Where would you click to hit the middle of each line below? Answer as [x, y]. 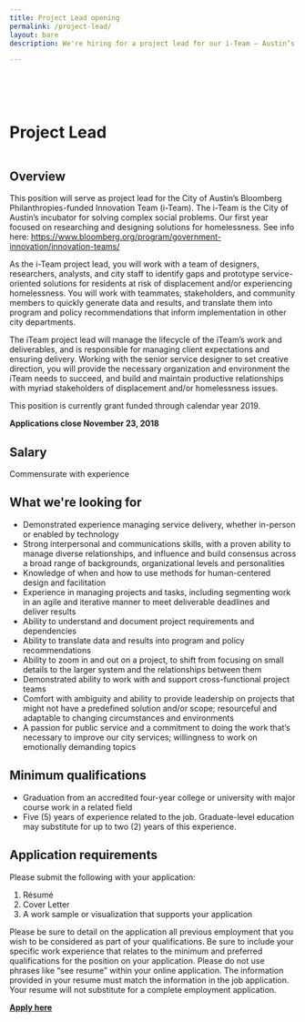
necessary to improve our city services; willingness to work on [140, 737]
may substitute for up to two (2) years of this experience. [129, 826]
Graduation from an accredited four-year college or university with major [159, 797]
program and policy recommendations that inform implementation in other [148, 313]
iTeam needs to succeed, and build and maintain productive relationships [147, 379]
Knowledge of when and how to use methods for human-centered [147, 572]
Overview [38, 176]
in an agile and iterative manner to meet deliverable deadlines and [146, 602]
